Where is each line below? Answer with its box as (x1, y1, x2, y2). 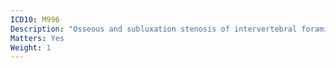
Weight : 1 (10, 42, 52, 53)
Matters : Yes (10, 33, 65, 43)
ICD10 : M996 (10, 14, 60, 25)
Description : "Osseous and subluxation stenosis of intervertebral (10, 24, 298, 34)
